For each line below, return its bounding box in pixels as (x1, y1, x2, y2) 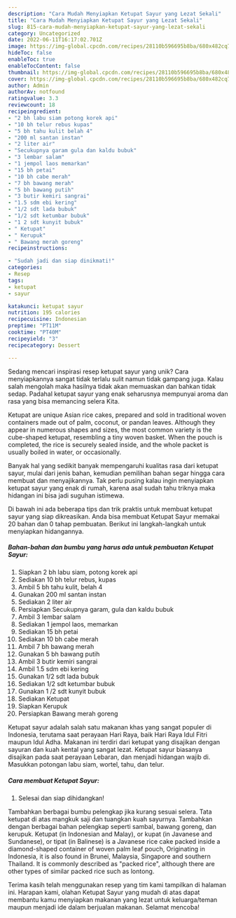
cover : (8, 75, 27, 83)
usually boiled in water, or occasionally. (8, 448, 122, 456)
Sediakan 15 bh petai (18, 628, 78, 636)
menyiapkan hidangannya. (8, 527, 84, 535)
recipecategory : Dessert (8, 341, 81, 349)
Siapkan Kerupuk (18, 702, 68, 711)
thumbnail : (8, 69, 40, 76)
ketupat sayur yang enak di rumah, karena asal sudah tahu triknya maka (8, 484, 216, 492)
